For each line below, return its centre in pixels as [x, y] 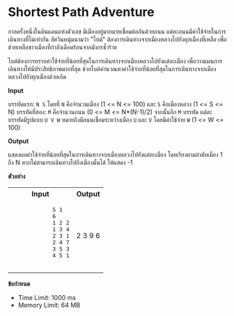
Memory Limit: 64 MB [49, 305]
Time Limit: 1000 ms [47, 297]
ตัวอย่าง [17, 176]
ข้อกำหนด [19, 283]
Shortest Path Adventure [81, 12]
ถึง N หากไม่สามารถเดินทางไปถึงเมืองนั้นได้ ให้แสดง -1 [70, 162]
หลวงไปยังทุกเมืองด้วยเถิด [37, 77]
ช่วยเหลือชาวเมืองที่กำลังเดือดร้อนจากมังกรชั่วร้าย [62, 47]
